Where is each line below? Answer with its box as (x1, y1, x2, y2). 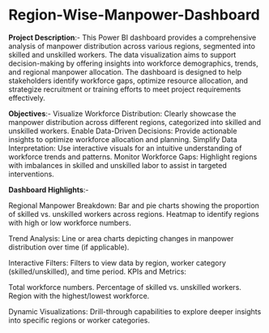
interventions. (8, 169, 54, 179)
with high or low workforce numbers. (8, 218, 131, 227)
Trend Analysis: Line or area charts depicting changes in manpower (8, 233, 234, 243)
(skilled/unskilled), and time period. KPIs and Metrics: (8, 266, 186, 276)
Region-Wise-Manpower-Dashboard (8, 6, 261, 24)
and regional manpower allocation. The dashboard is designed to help (8, 67, 241, 76)
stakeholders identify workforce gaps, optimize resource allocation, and (8, 76, 249, 85)
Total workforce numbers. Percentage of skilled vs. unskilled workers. (8, 282, 241, 292)
